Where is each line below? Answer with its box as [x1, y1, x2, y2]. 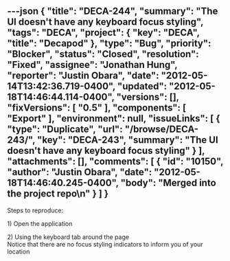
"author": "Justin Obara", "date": [7, 166, 152, 178]
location [7, 247, 30, 256]
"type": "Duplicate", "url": [7, 124, 123, 135]
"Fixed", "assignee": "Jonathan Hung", [7, 59, 178, 71]
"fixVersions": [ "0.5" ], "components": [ [7, 102, 187, 114]
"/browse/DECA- [124, 124, 199, 135]
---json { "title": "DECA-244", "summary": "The [7, 5, 218, 17]
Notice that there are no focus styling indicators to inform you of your [7, 240, 204, 248]
